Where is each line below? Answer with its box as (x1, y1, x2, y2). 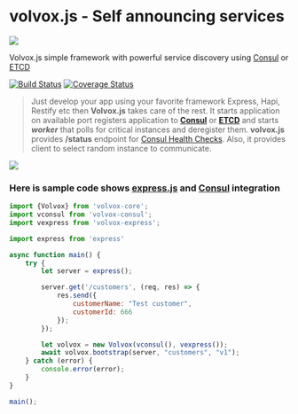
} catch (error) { (25, 356, 93, 365)
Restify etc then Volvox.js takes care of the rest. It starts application (30, 105, 281, 116)
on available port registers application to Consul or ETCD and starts (30, 114, 279, 125)
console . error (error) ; (41, 365, 125, 374)
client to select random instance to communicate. (30, 143, 212, 153)
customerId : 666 (72, 308, 133, 316)
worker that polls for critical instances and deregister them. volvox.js (30, 124, 286, 135)
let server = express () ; (41, 267, 133, 276)
